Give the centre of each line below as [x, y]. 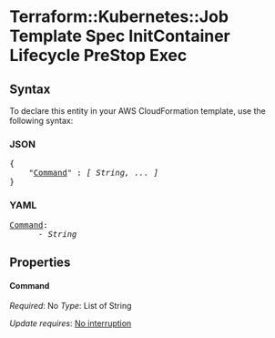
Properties [40, 262]
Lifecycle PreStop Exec [98, 56]
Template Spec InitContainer [120, 36]
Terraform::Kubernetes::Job [119, 17]
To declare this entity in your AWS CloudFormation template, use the [137, 111]
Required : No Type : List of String [71, 306]
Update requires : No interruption [71, 323]
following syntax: [41, 121]
